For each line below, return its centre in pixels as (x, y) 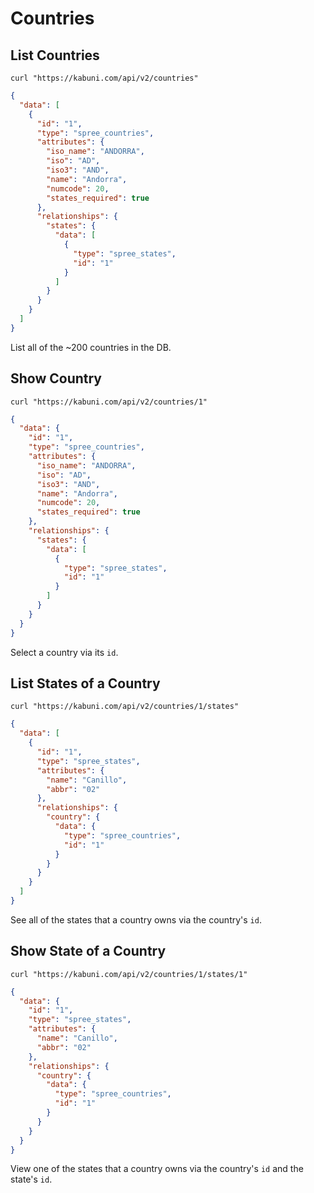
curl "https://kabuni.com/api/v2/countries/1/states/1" (129, 974)
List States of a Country (85, 683)
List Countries (55, 55)
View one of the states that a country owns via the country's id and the (157, 1169)
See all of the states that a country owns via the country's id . (136, 919)
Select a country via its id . (64, 652)
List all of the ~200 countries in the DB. (91, 347)
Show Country (56, 378)
